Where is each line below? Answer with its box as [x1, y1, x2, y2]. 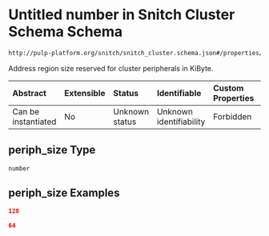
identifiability [156, 116, 206, 127]
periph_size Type [8, 143, 96, 157]
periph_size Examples [8, 186, 120, 200]
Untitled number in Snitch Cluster [8, 6, 235, 24]
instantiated [12, 116, 57, 127]
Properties [213, 92, 255, 103]
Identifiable [156, 87, 202, 98]
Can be [12, 106, 40, 117]
